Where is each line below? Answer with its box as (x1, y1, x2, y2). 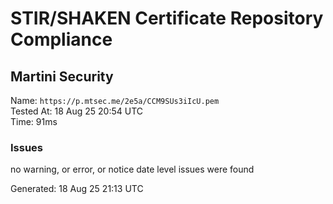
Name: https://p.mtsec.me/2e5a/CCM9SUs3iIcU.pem (10, 95, 220, 106)
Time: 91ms (10, 116, 58, 127)
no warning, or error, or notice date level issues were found (10, 163, 255, 176)
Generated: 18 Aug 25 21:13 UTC (10, 183, 144, 195)
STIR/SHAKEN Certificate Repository (10, 7, 324, 30)
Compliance (10, 28, 113, 51)
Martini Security (10, 68, 114, 85)
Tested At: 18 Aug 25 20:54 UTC (10, 105, 144, 117)
